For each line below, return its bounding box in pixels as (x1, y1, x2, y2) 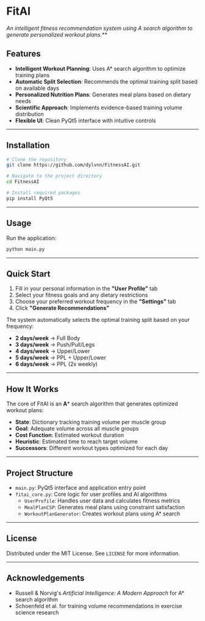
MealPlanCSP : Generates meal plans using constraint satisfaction (24, 503, 185, 510)
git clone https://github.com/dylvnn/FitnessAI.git (6, 162, 140, 169)
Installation (6, 140, 50, 151)
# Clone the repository (6, 156, 67, 162)
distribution (15, 110, 45, 117)
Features (6, 49, 41, 59)
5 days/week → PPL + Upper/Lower (15, 354, 107, 361)
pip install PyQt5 (6, 195, 53, 202)
